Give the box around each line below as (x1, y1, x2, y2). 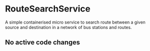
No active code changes (5, 38, 80, 47)
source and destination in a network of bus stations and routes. (5, 24, 132, 30)
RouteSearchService (5, 3, 91, 14)
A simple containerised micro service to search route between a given (5, 19, 146, 25)
